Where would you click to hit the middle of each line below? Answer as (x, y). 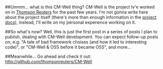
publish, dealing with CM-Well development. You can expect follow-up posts (82, 37)
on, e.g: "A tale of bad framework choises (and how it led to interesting (76, 42)
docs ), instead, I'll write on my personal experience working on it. (71, 22)
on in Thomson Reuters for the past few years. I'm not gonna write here (77, 12)
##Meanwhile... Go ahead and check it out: (48, 56)
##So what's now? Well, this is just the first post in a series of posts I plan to (81, 32)
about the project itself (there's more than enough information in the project (81, 17)
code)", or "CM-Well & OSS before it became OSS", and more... (68, 47)
